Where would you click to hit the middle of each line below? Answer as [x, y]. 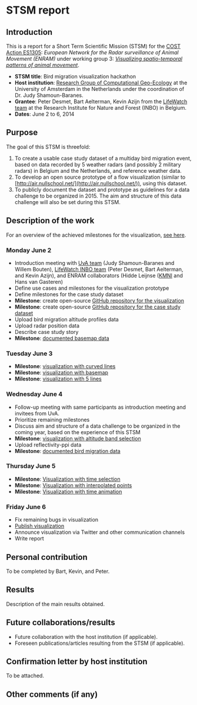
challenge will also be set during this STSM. [67, 202]
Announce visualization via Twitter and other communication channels [100, 532]
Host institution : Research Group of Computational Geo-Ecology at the [101, 83]
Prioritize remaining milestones [52, 419]
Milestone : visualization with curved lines [65, 366]
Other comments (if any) [52, 694]
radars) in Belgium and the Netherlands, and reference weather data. [98, 170]
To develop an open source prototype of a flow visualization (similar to [100, 177]
